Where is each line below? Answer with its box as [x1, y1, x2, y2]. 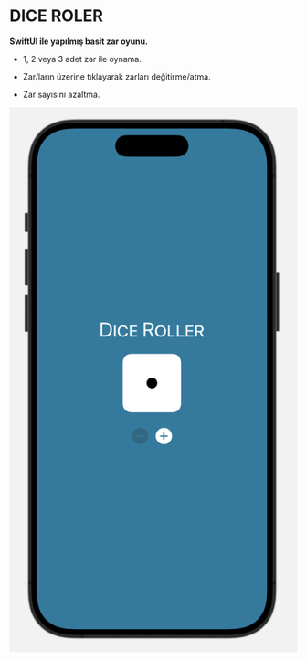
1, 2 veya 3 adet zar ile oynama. [22, 53, 142, 64]
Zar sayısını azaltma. [22, 89, 100, 100]
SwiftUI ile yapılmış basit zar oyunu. [9, 36, 149, 47]
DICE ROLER [9, 5, 103, 27]
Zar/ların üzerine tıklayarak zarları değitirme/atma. [22, 70, 212, 82]
